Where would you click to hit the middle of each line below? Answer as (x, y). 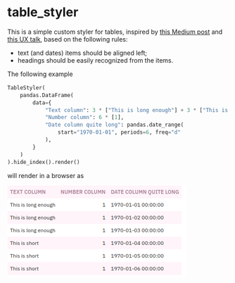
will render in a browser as (46, 175)
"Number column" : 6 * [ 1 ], (84, 118)
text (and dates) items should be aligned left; (82, 53)
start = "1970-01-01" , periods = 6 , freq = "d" (119, 132)
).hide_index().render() (44, 162)
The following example (40, 74)
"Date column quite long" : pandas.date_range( (114, 125)
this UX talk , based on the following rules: (68, 39)
